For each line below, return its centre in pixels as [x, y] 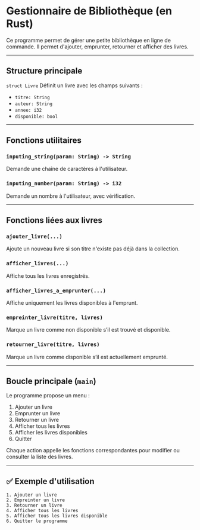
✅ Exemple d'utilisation [50, 481]
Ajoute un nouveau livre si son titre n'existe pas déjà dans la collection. [93, 249]
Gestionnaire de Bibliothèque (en [89, 11]
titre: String [32, 97]
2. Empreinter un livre [36, 500]
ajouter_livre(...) [34, 237]
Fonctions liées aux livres [54, 220]
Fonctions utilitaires [44, 141]
